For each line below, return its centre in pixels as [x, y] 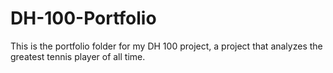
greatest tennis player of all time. [78, 56]
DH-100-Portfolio [83, 18]
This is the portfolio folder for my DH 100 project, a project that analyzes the [166, 46]
